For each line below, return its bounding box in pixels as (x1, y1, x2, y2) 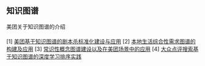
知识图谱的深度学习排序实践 (11, 53, 81, 61)
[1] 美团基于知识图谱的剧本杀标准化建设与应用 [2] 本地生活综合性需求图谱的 (6, 38, 196, 45)
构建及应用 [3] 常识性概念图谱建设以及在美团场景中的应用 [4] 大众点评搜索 (6, 45, 193, 53)
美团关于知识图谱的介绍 (6, 23, 65, 30)
